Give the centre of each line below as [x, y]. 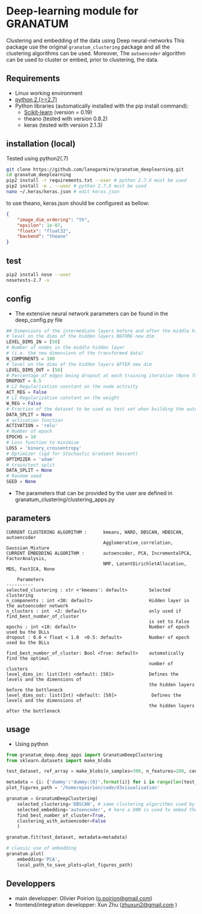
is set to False [169, 621]
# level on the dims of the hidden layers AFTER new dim [79, 364]
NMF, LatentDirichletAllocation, [145, 564]
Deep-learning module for [72, 11]
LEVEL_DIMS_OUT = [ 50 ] [35, 370]
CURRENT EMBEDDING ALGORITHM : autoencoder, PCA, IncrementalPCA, [99, 553]
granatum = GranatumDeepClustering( [52, 799]
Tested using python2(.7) [37, 158]
